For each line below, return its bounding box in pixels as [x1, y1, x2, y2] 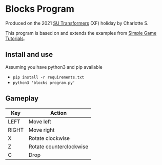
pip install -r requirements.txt [12, 75, 85, 80]
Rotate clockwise [28, 134, 70, 141]
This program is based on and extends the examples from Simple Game [5, 30, 157, 36]
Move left [28, 118, 51, 125]
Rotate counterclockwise [28, 143, 89, 150]
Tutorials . [5, 35, 25, 42]
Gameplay [5, 94, 39, 103]
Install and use [5, 50, 53, 59]
